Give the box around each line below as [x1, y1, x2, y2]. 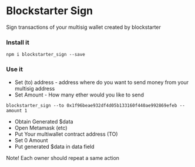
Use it [6, 65, 23, 74]
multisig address [14, 85, 55, 92]
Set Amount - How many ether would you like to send [14, 91, 144, 98]
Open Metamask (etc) [14, 124, 68, 131]
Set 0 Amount [14, 136, 48, 143]
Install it [6, 38, 29, 46]
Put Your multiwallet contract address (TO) [14, 131, 119, 138]
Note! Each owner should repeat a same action [6, 154, 119, 161]
